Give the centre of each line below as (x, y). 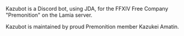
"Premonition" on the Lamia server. (49, 15)
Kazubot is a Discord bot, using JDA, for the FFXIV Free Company (87, 9)
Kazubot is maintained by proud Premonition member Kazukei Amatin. (92, 27)
